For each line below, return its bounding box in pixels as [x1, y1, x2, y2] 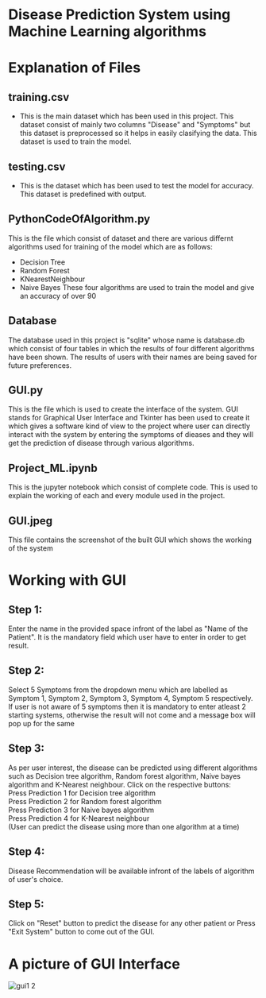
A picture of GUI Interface [8, 955, 180, 973]
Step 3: [8, 741, 45, 756]
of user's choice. [8, 874, 64, 884]
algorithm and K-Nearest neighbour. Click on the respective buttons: [8, 779, 232, 789]
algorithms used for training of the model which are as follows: [8, 242, 213, 251]
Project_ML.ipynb [8, 461, 98, 474]
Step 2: [8, 663, 45, 677]
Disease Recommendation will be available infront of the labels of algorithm [8, 866, 256, 876]
